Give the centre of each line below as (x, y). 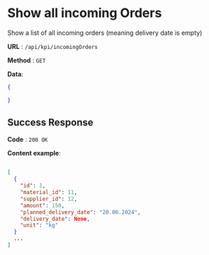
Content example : (34, 153)
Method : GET (27, 60)
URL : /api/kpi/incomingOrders (52, 46)
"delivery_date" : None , (55, 219)
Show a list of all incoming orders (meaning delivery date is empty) (105, 33)
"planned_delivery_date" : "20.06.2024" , (80, 212)
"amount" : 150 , (43, 205)
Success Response (50, 122)
